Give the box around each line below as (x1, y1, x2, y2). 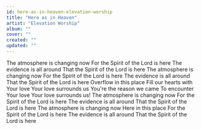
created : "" (6, 37, 36, 43)
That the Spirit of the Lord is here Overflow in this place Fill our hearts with (6, 78, 193, 85)
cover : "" (6, 31, 32, 38)
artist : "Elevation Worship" (6, 20, 80, 26)
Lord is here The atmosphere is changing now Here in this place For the (6, 104, 186, 111)
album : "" (6, 25, 32, 32)
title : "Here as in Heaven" (6, 15, 78, 21)
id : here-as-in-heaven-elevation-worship (6, 8, 113, 15)
